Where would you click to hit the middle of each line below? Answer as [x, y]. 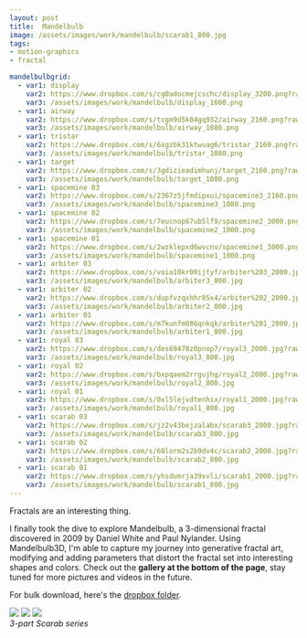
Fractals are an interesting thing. [70, 510]
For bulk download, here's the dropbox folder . [95, 594]
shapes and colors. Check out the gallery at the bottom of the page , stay [148, 567]
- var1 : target [47, 162]
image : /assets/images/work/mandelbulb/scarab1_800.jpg [118, 35]
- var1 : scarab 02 [53, 442]
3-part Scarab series [49, 623]
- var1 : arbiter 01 [55, 315]
